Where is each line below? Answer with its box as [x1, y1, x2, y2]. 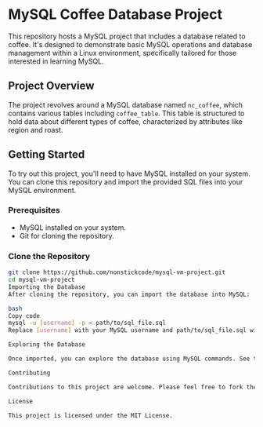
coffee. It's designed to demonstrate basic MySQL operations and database [8, 39, 253, 49]
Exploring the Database [8, 341, 86, 349]
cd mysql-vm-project [8, 276, 76, 284]
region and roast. [8, 125, 63, 134]
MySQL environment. [8, 185, 77, 195]
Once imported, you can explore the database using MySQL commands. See [8, 355, 250, 363]
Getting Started [8, 148, 85, 162]
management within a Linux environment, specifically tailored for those [8, 48, 237, 57]
